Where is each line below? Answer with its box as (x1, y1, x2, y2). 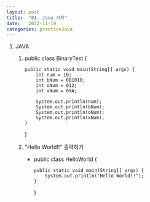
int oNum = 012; (36, 83, 77, 89)
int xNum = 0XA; (36, 88, 77, 94)
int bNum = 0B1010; (36, 77, 86, 83)
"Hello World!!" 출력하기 (24, 143, 84, 151)
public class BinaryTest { (24, 54, 87, 62)
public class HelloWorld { (33, 155, 97, 163)
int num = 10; (36, 72, 72, 78)
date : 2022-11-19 (6, 20, 57, 26)
